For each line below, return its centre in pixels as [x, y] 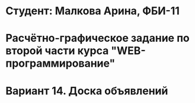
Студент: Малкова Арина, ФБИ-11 [93, 11]
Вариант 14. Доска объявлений [87, 91]
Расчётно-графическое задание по [98, 38]
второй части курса [57, 51]
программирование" [60, 63]
